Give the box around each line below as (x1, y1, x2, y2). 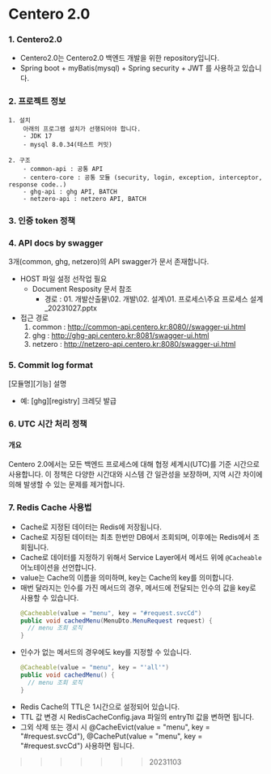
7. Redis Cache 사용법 (8, 502, 92, 513)
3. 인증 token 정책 (8, 215, 75, 226)
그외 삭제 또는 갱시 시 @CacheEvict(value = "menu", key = (19, 722, 210, 732)
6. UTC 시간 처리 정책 (8, 418, 87, 430)
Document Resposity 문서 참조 (32, 284, 132, 293)
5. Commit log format (8, 359, 93, 370)
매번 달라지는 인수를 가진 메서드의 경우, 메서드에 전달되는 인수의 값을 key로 (19, 583, 256, 592)
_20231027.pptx (44, 303, 97, 313)
